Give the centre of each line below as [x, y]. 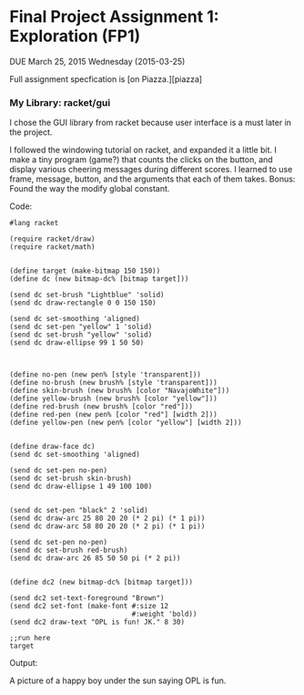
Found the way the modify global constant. [90, 189]
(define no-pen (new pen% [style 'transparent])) [106, 375]
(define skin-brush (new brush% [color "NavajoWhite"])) [120, 391]
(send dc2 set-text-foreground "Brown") [87, 598]
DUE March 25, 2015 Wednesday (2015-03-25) [97, 61]
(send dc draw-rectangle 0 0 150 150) [83, 303]
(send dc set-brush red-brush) [69, 550]
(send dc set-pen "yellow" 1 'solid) [81, 327]
